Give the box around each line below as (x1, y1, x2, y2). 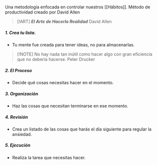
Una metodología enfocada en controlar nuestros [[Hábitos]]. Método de (5, 4, 151, 10)
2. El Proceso (5, 67, 33, 73)
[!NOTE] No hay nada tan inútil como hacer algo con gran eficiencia (17, 51, 153, 57)
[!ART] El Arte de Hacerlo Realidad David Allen (17, 19, 112, 24)
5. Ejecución (5, 142, 31, 148)
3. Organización (5, 90, 38, 96)
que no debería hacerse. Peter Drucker (17, 56, 95, 62)
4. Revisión (5, 114, 28, 120)
